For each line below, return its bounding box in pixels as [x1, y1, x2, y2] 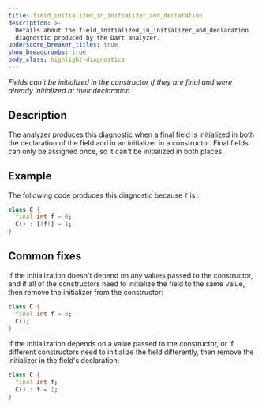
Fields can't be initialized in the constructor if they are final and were [8, 77, 233, 87]
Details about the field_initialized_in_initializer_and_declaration [15, 26, 249, 34]
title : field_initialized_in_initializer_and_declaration [8, 11, 203, 20]
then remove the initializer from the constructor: [8, 287, 164, 297]
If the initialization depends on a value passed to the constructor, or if [8, 339, 234, 349]
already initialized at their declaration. [8, 85, 133, 95]
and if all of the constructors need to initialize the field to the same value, [8, 278, 245, 289]
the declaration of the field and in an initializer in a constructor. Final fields [8, 138, 249, 147]
